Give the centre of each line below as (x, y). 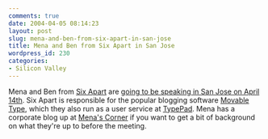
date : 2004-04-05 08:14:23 (54, 23)
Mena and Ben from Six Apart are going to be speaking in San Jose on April (134, 91)
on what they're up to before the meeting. (77, 125)
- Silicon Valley (38, 69)
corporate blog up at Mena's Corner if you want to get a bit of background (132, 117)
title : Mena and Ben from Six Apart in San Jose (92, 46)
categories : (28, 61)
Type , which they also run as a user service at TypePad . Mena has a (122, 108)
